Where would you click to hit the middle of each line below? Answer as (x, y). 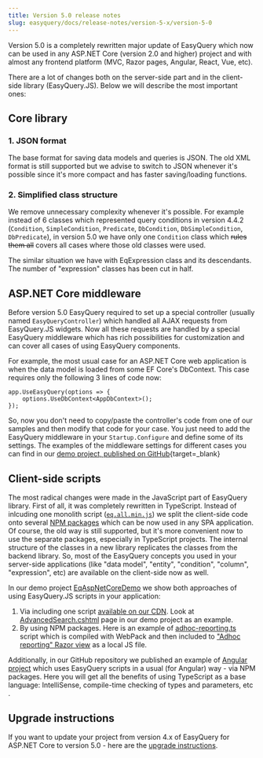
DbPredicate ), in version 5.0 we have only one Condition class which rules (128, 237)
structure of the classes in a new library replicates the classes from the (123, 547)
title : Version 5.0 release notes (65, 15)
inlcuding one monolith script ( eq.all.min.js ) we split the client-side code (128, 514)
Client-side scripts (55, 479)
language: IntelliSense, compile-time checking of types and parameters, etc (131, 685)
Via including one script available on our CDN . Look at (107, 612)
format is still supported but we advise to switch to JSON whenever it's (123, 167)
